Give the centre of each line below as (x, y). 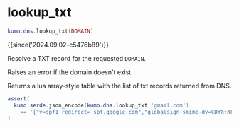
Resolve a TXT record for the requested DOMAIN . (76, 58)
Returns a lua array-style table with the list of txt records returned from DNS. (119, 86)
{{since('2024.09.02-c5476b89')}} (58, 45)
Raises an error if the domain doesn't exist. (70, 72)
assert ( (19, 99)
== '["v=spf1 (39, 112)
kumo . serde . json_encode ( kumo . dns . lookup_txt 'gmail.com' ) (102, 105)
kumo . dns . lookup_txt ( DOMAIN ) (51, 31)
